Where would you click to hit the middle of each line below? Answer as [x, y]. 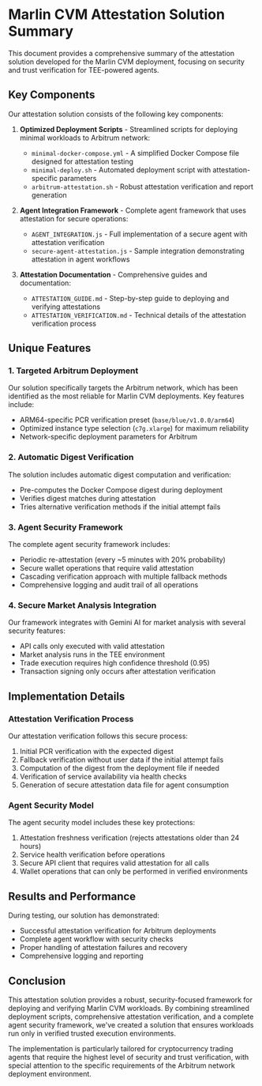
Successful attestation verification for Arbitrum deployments [118, 931]
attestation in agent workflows [80, 259]
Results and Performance [72, 896]
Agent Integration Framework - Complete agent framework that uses [133, 210]
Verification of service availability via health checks [103, 777]
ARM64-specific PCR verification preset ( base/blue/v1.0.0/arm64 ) [127, 420]
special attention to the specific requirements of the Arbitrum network [122, 1065]
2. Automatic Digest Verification [71, 458]
